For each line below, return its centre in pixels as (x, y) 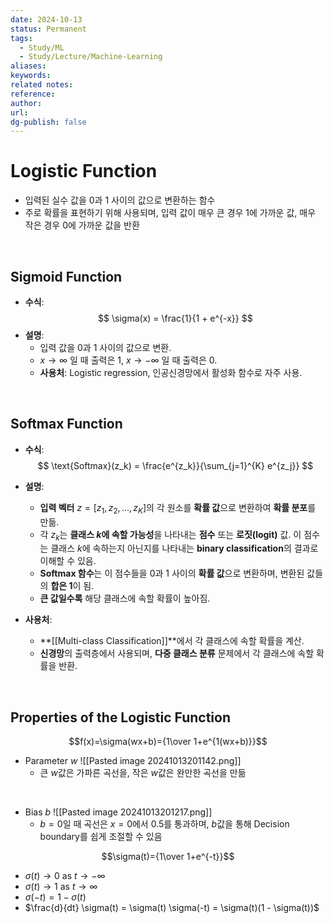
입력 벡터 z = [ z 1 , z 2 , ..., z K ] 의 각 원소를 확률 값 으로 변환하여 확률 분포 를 (178, 508)
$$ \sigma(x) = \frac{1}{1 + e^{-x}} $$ (175, 318)
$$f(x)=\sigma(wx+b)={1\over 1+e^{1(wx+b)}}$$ (168, 742)
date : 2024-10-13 (46, 19)
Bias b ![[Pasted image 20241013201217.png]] (118, 812)
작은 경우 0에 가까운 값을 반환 (82, 225)
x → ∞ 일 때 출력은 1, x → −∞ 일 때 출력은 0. (128, 360)
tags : (21, 38)
